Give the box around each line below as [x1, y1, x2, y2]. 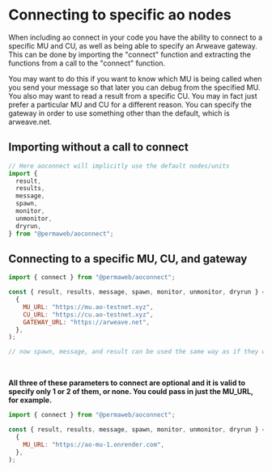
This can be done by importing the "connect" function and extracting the [8, 49, 251, 59]
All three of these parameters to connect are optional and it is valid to [8, 378, 245, 388]
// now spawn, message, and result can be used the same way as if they [8, 348, 259, 356]
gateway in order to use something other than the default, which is [8, 108, 231, 118]
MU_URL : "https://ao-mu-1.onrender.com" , [23, 440, 164, 448]
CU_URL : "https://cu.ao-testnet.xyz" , [23, 310, 154, 319]
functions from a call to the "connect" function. [8, 58, 166, 68]
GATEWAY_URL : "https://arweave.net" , [23, 318, 151, 326]
